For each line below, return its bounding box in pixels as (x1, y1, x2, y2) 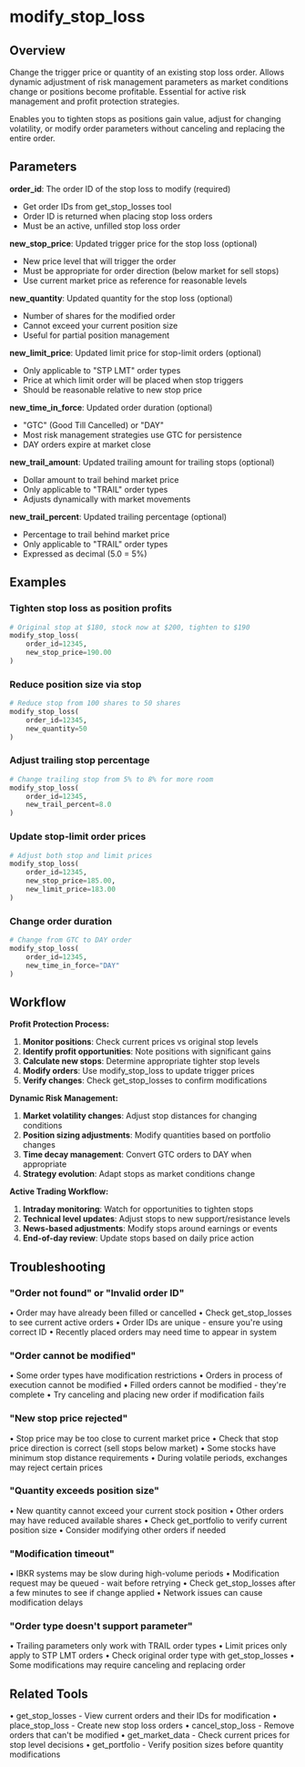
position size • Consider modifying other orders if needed (9, 1524, 226, 1536)
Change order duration (9, 914, 112, 927)
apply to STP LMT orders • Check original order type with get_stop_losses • (9, 1650, 295, 1661)
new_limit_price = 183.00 (25, 885, 117, 894)
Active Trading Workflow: (9, 1186, 109, 1197)
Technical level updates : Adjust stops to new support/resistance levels (22, 1213, 291, 1224)
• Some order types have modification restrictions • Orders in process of (9, 1370, 283, 1381)
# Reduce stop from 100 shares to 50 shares (9, 699, 181, 708)
